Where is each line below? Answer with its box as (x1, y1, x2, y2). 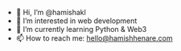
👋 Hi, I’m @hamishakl (15, 8, 86, 17)
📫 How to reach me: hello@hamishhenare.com (15, 33, 173, 43)
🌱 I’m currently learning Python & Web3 (15, 25, 147, 33)
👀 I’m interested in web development (15, 16, 138, 25)
